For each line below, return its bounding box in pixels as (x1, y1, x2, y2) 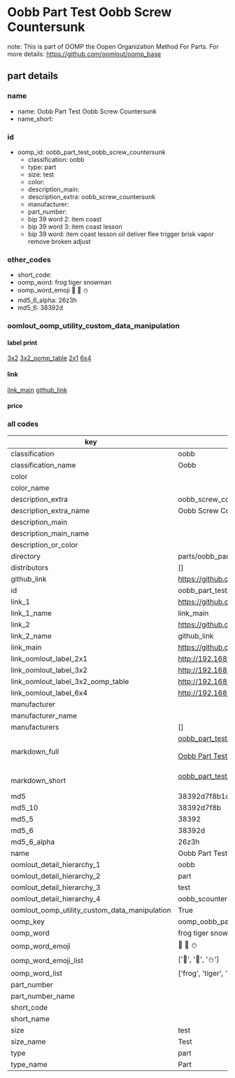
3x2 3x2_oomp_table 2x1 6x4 (7, 354, 92, 362)
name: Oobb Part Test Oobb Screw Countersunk (17, 107, 157, 116)
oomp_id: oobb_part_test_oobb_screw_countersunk (17, 148, 166, 156)
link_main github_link (7, 386, 68, 394)
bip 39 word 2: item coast (27, 214, 102, 223)
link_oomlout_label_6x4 (10, 688, 88, 698)
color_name (10, 483, 50, 493)
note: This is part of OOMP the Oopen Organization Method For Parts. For (7, 42, 219, 50)
